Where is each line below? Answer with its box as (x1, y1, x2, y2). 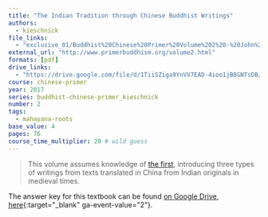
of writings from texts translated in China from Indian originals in (27, 168, 239, 177)
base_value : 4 (8, 122, 56, 130)
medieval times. (27, 176, 80, 185)
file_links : (8, 33, 48, 42)
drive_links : (8, 64, 52, 72)
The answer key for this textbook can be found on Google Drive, (8, 192, 219, 201)
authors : (8, 19, 37, 27)
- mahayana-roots (15, 115, 73, 123)
